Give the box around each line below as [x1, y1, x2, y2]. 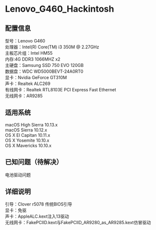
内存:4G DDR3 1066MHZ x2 [5, 56, 61, 62]
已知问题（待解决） [5, 158, 63, 167]
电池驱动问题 [5, 172, 31, 178]
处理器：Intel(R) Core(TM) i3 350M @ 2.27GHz [5, 44, 99, 50]
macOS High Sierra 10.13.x [5, 122, 58, 127]
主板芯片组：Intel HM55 [5, 50, 53, 56]
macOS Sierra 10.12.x [5, 127, 47, 133]
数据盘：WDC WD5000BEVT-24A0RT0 [5, 68, 84, 74]
